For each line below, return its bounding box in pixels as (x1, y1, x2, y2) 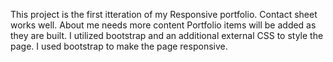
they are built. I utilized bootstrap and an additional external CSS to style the (10, 30, 324, 41)
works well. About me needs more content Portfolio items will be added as (10, 19, 317, 31)
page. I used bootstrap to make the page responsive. (10, 40, 228, 52)
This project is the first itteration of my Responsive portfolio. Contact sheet (10, 9, 318, 20)
